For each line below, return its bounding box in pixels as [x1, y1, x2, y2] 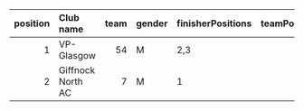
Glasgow [58, 50, 97, 61]
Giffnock [58, 64, 96, 76]
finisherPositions [176, 17, 252, 30]
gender [135, 17, 168, 30]
